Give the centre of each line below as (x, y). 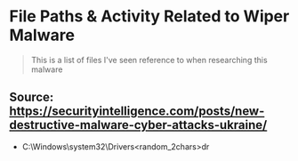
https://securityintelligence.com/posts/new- (137, 112)
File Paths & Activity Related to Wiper (149, 16)
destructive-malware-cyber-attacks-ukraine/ (138, 125)
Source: (32, 97)
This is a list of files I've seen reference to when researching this (149, 60)
